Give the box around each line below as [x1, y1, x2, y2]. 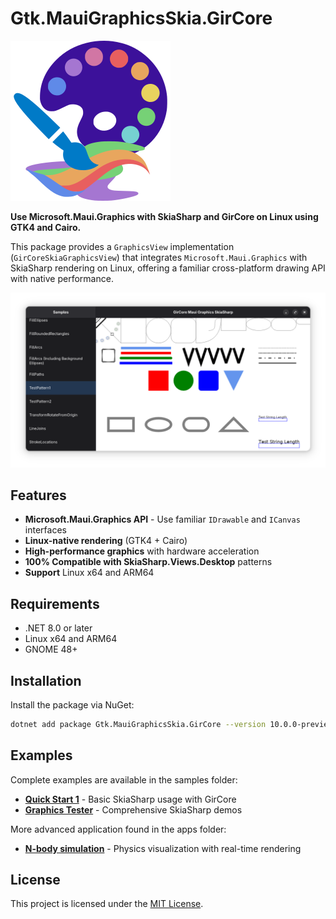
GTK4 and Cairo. [10, 221, 82, 233]
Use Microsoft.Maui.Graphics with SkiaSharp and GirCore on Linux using [10, 210, 319, 222]
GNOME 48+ [24, 643, 78, 656]
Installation [10, 672, 82, 689]
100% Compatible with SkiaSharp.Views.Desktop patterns [24, 556, 273, 568]
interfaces [24, 524, 67, 536]
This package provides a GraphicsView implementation [10, 240, 235, 252]
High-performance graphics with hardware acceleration [24, 545, 260, 557]
